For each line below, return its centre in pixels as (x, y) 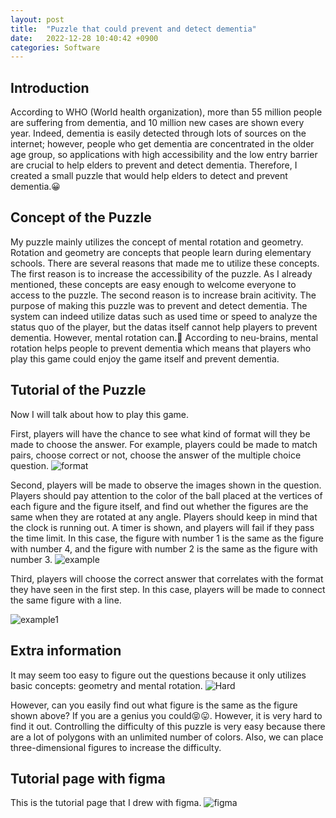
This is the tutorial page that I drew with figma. (106, 803)
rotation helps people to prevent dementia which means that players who (161, 348)
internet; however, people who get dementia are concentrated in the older (162, 144)
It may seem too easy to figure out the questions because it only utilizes (158, 675)
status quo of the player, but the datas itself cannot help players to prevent (164, 327)
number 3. (31, 559)
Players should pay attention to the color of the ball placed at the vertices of (166, 495)
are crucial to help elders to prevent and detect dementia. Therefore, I (154, 165)
